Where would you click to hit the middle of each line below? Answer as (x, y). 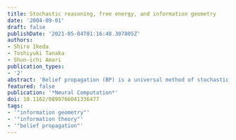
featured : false (31, 86)
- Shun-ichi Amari (34, 60)
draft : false (26, 27)
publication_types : (36, 66)
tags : (15, 106)
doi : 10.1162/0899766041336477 (53, 100)
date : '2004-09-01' (36, 21)
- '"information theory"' (45, 119)
